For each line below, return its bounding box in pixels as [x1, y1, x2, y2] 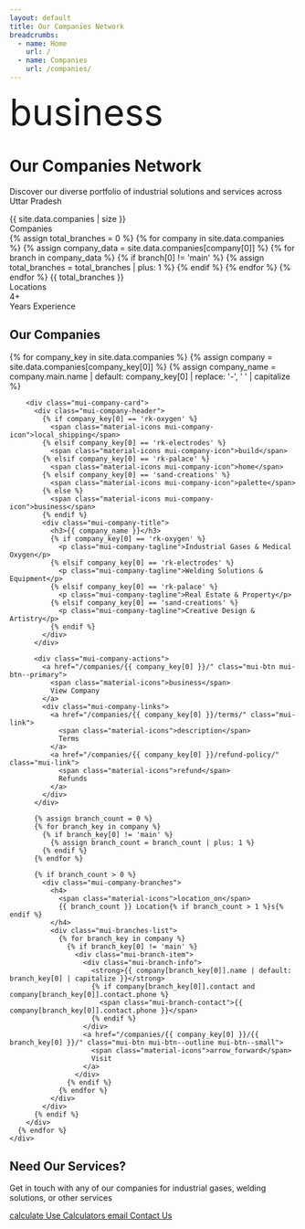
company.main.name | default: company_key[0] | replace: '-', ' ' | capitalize [9, 371, 290, 382]
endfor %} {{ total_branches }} [9, 271, 125, 282]
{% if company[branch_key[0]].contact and [90, 981, 256, 991]
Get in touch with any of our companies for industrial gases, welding [9, 1182, 267, 1193]
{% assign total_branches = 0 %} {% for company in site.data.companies [9, 232, 285, 243]
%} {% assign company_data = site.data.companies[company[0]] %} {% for [9, 242, 295, 253]
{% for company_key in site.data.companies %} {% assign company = [9, 351, 273, 362]
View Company [49, 686, 100, 695]
